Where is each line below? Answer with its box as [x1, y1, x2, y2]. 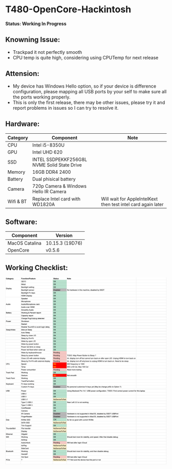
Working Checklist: [5, 263, 68, 272]
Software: [5, 217, 37, 226]
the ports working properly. [12, 94, 71, 100]
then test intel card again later [101, 201, 164, 207]
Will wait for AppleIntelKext [101, 196, 158, 202]
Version [55, 232, 73, 239]
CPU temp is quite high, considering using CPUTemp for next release [12, 54, 159, 60]
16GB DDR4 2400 [32, 169, 71, 175]
